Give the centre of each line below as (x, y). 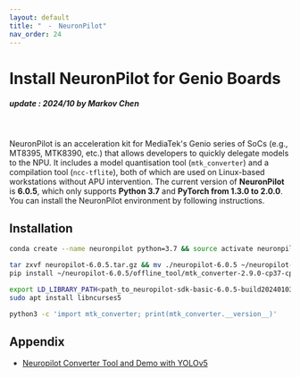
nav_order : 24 (36, 34)
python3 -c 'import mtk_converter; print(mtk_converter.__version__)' (143, 314)
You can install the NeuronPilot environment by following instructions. (137, 200)
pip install (31, 273)
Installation (41, 228)
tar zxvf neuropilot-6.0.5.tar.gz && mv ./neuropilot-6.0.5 (124, 265)
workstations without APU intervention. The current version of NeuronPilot (147, 181)
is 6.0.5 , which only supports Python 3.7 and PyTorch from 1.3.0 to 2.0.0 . (146, 191)
